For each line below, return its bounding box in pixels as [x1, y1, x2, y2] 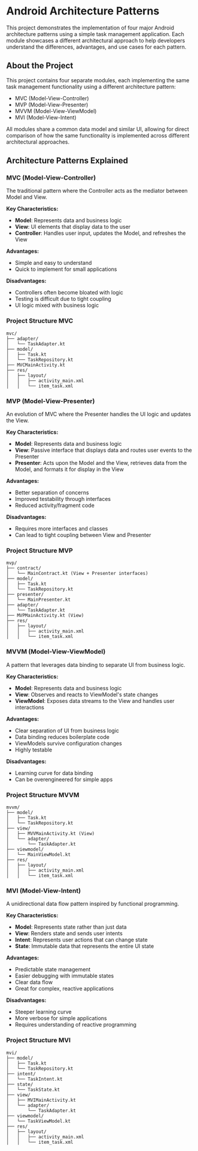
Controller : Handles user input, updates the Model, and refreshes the [14, 229, 186, 237]
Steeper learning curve [14, 1008, 72, 1016]
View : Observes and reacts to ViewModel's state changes [14, 691, 159, 698]
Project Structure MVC [6, 317, 74, 325]
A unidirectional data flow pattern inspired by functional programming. [6, 900, 179, 908]
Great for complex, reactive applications [14, 985, 114, 992]
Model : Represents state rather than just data [14, 923, 127, 931]
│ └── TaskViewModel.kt [6, 1118, 71, 1124]
